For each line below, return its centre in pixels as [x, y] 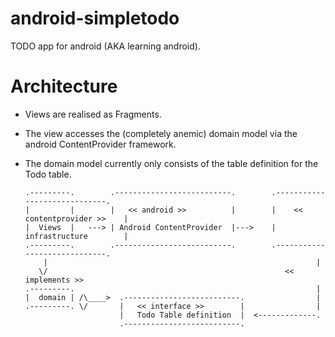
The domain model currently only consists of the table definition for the [171, 163]
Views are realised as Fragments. [93, 114]
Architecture [64, 86]
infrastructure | [76, 236]
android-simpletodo [95, 18]
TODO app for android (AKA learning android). [105, 46]
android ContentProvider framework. [100, 144]
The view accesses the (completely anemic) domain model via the [161, 133]
